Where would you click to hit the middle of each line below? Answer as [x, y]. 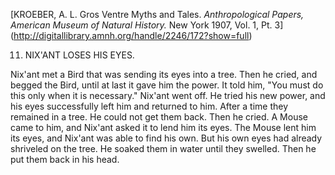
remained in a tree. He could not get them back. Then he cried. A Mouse [159, 117]
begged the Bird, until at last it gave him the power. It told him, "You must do [167, 85]
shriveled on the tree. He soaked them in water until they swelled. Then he [163, 148]
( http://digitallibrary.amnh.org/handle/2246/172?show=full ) [131, 35]
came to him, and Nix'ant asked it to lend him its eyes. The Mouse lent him [163, 127]
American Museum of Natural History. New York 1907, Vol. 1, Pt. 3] [147, 25]
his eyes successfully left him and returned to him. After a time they [149, 106]
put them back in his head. [65, 159]
